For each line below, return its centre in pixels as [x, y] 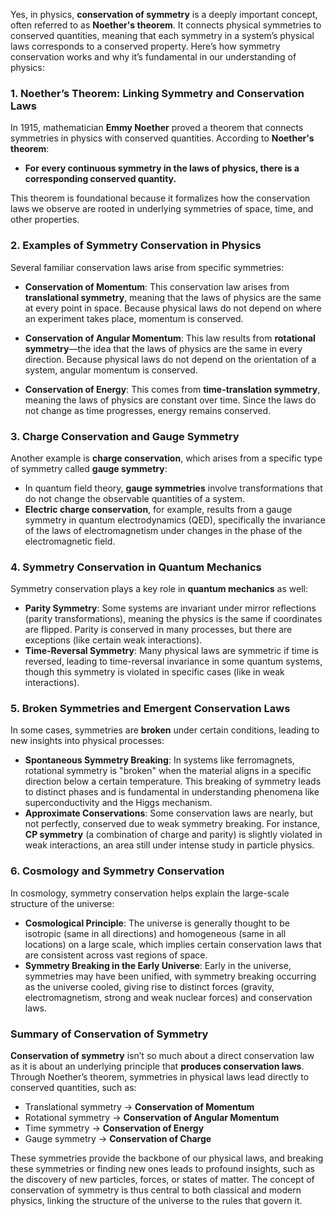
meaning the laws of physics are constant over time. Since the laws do [170, 400]
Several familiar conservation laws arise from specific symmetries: [147, 267]
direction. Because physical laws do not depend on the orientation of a [170, 359]
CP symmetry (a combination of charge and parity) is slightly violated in [173, 835]
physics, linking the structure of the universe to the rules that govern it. [156, 1201]
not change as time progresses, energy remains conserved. [148, 410]
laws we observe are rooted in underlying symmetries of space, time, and [162, 209]
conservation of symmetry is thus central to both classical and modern [156, 1190]
